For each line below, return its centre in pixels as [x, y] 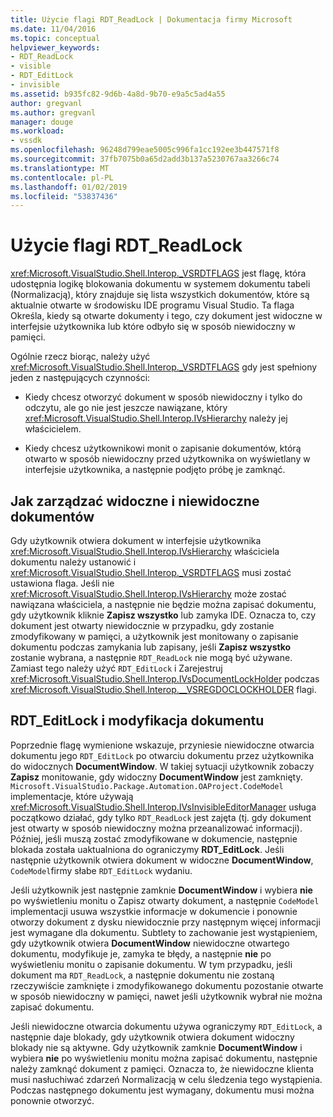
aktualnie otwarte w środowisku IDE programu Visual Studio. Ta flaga [152, 305]
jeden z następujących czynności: [80, 378]
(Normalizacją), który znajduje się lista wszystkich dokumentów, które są [160, 295]
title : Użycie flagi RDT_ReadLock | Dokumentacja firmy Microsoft [151, 19]
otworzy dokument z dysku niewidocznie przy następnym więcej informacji [165, 922]
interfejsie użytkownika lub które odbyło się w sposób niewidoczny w [153, 327]
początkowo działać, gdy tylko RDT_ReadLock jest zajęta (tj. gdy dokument [161, 817]
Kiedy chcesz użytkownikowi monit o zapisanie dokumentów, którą [163, 448]
